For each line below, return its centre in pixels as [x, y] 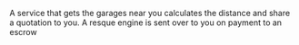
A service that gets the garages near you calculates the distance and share [150, 13]
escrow [24, 32]
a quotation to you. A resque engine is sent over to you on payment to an [146, 22]
